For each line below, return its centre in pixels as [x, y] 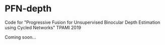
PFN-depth [28, 9]
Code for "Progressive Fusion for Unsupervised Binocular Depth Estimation [82, 22]
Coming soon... [20, 37]
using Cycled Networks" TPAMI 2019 [43, 27]
